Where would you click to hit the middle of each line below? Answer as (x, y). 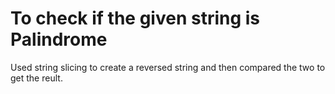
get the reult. (36, 78)
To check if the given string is (135, 18)
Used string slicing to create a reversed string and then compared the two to (168, 67)
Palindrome (59, 39)
